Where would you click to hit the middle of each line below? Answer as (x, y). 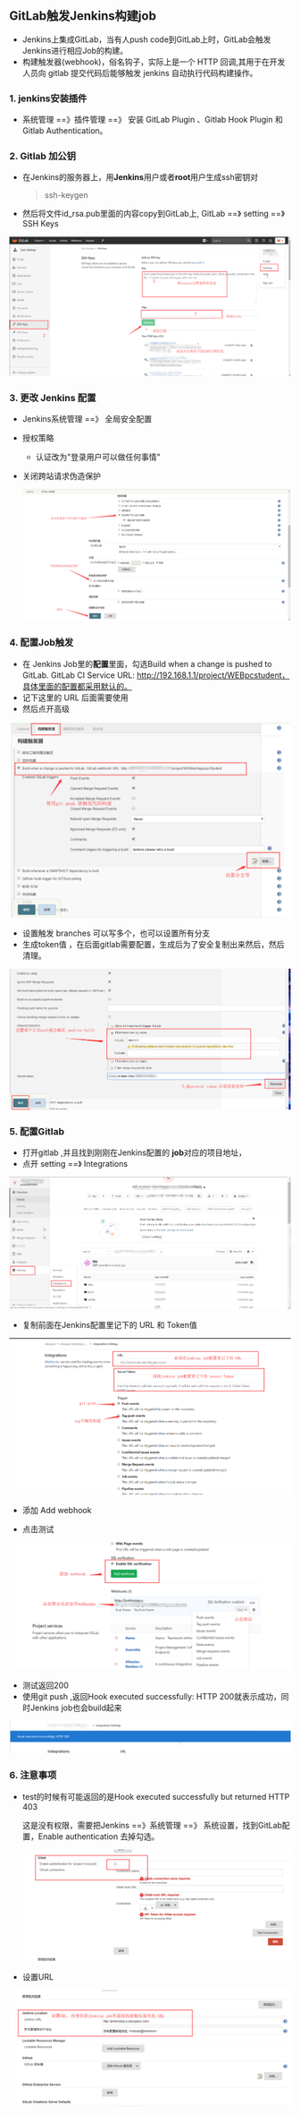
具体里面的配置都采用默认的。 (77, 686)
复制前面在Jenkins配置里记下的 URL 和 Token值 (110, 1325)
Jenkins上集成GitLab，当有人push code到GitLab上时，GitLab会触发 (146, 39)
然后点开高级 (46, 708)
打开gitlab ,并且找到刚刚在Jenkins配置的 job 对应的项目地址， (134, 1152)
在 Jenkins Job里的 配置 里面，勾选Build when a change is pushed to (147, 664)
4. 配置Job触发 (42, 643)
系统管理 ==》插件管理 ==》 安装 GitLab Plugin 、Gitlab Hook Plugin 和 (152, 120)
